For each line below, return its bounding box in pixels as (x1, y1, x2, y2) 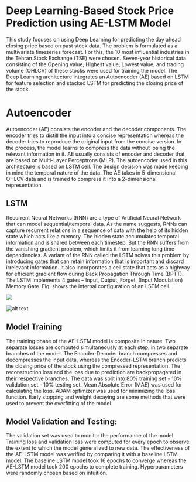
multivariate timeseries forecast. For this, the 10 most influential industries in (6, 48, 190, 55)
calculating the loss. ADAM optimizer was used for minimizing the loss (6, 387, 176, 394)
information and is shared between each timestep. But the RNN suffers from (6, 239, 189, 246)
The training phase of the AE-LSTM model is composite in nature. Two (6, 337, 176, 344)
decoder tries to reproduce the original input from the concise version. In (6, 138, 182, 145)
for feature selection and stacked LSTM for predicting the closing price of (6, 79, 184, 86)
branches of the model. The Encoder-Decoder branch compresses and (6, 350, 177, 357)
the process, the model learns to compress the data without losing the (6, 144, 176, 151)
